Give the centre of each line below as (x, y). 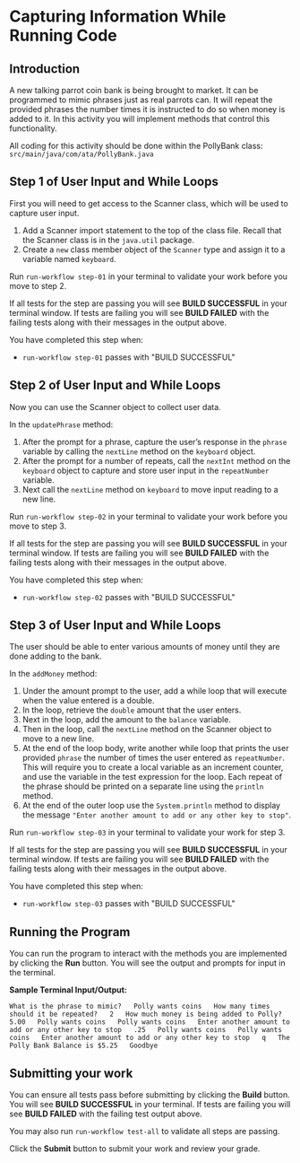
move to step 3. (38, 526)
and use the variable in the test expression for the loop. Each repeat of (152, 777)
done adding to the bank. (56, 656)
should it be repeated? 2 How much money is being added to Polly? (146, 1014)
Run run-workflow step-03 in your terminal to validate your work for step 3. (147, 833)
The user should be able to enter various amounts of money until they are (145, 647)
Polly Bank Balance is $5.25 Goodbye (84, 1046)
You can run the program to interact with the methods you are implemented (148, 954)
